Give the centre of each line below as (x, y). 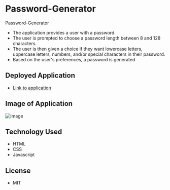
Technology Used (34, 131)
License (18, 170)
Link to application (32, 88)
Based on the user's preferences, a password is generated (74, 59)
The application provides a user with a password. (64, 32)
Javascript (24, 155)
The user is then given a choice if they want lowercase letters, (78, 49)
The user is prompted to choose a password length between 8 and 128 (87, 38)
